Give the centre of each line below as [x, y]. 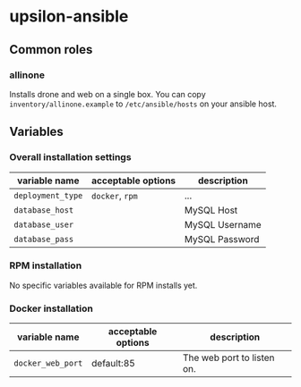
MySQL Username [223, 224]
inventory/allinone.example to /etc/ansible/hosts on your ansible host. [143, 104]
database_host [44, 210]
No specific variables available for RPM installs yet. [103, 285]
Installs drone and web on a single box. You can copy [107, 94]
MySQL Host [211, 210]
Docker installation [52, 308]
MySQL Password [222, 239]
